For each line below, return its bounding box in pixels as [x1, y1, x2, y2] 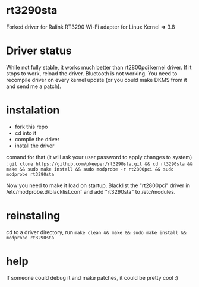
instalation [6, 103, 60, 117]
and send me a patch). [6, 83, 61, 90]
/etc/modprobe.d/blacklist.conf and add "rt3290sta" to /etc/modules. [6, 188, 176, 195]
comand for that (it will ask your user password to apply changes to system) [6, 153, 192, 160]
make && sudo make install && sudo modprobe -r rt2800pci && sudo [6, 166, 174, 172]
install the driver [14, 142, 55, 149]
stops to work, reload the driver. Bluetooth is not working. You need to [6, 70, 178, 77]
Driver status [6, 44, 72, 58]
